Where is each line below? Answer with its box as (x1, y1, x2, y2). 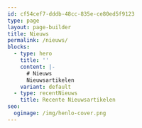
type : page (7, 17, 40, 24)
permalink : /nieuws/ (7, 37, 69, 44)
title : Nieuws (7, 30, 50, 38)
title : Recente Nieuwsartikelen (20, 97, 116, 104)
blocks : (7, 43, 31, 50)
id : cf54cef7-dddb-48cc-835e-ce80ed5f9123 (7, 10, 135, 18)
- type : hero (13, 50, 53, 58)
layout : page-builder (7, 23, 72, 31)
